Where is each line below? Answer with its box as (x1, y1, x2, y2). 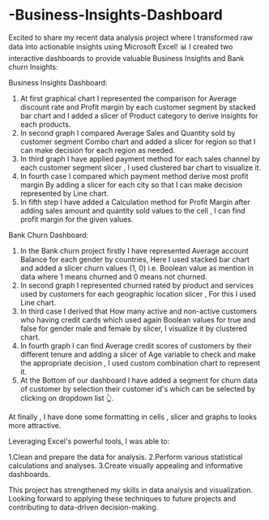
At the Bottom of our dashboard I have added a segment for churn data (19, 375, 258, 385)
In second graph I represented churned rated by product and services (19, 280, 254, 290)
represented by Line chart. (19, 188, 109, 198)
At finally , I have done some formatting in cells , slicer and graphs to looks (8, 412, 258, 422)
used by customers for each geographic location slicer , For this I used (19, 288, 257, 298)
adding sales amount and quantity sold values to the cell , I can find (19, 206, 246, 215)
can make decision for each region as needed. (19, 145, 176, 155)
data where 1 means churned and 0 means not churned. (19, 271, 208, 281)
